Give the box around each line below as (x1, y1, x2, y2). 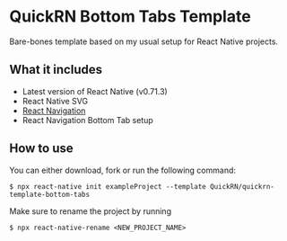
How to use (9, 141, 74, 156)
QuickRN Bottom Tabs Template (9, 6, 251, 27)
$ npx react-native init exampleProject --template (9, 182, 206, 191)
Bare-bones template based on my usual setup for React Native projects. (9, 36, 279, 47)
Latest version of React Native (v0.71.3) (22, 85, 168, 96)
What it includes (9, 62, 103, 77)
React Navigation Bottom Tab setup (22, 114, 154, 125)
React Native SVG (22, 95, 88, 106)
